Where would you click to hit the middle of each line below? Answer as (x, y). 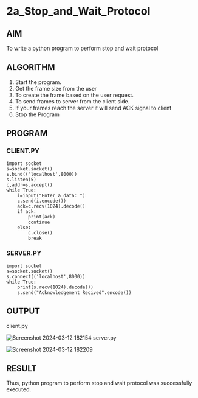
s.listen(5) (21, 180)
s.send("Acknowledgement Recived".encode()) (74, 292)
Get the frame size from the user (56, 88)
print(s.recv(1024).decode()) (56, 287)
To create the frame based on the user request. (74, 95)
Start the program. (38, 82)
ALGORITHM (31, 67)
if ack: (27, 211)
